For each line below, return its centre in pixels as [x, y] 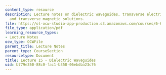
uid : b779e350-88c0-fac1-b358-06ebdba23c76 [51, 65]
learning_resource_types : [32, 33]
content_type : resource [30, 10]
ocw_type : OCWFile [24, 42]
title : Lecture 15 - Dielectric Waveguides [51, 60]
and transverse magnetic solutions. [47, 19]
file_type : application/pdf [34, 28]
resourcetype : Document [30, 56]
